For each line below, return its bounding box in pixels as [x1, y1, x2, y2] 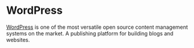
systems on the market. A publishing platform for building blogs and [6, 29, 174, 37]
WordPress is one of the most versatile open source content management [6, 23, 189, 31]
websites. [6, 36, 30, 43]
